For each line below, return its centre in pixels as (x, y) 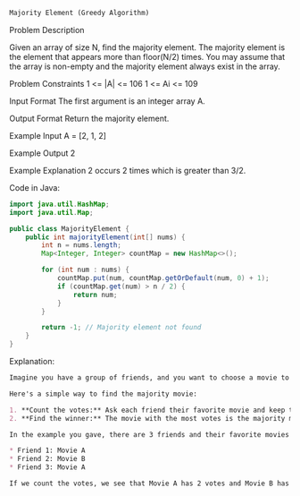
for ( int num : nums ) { (85, 270)
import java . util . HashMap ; (59, 204)
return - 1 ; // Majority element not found (121, 328)
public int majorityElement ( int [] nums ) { (105, 237)
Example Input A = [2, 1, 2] (58, 135)
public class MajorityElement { (69, 228)
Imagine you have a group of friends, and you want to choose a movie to (150, 378)
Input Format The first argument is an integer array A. (107, 101)
